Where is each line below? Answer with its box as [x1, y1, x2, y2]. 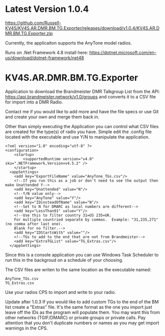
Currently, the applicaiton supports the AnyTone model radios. [5, 40, 132, 46]
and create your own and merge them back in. [5, 114, 100, 120]
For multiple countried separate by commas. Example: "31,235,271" [14, 217, 159, 222]
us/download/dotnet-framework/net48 [5, 54, 84, 60]
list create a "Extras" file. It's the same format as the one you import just [5, 304, 153, 310]
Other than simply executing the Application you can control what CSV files [5, 123, 159, 129]
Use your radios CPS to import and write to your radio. [5, 289, 116, 295]
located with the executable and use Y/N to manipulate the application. [5, 134, 150, 140]
